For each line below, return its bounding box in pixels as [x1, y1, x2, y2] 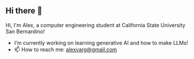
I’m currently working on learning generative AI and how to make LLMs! [14, 39, 189, 46]
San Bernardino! [5, 28, 45, 35]
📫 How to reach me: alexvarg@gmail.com [14, 45, 118, 53]
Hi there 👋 [5, 6, 43, 16]
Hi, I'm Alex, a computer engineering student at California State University [5, 21, 186, 28]
